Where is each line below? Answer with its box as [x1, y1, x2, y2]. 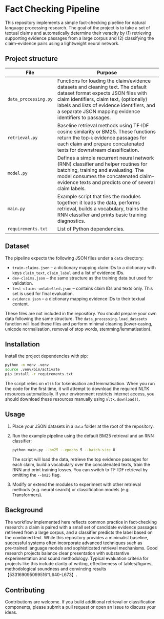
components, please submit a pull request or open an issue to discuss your [5, 604, 156, 610]
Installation [5, 340, 40, 348]
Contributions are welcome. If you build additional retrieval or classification [5, 599, 156, 605]
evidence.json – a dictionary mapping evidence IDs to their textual [12, 296, 145, 301]
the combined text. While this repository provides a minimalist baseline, [5, 534, 149, 540]
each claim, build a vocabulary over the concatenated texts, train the [12, 461, 150, 467]
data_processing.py [7, 96, 53, 102]
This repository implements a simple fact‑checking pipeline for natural [5, 20, 146, 25]
